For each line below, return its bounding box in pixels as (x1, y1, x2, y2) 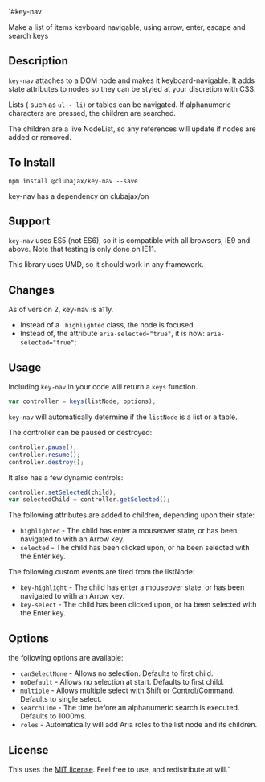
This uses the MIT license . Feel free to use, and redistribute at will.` (8, 764, 230, 774)
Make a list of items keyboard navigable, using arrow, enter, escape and (8, 23, 247, 31)
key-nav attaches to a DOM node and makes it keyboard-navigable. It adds (8, 76, 255, 85)
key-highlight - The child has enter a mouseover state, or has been (19, 582, 245, 592)
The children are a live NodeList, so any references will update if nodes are (8, 124, 256, 134)
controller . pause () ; (8, 442, 78, 451)
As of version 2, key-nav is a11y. (8, 305, 114, 315)
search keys (8, 31, 49, 40)
